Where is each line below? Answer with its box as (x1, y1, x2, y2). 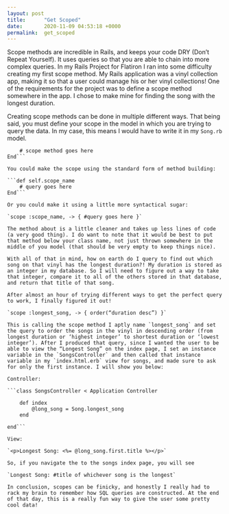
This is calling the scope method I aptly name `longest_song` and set (7, 322, 216, 329)
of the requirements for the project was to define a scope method (7, 84, 192, 93)
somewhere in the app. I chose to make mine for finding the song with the (7, 92, 215, 100)
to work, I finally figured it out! (7, 298, 112, 305)
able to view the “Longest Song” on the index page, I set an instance (7, 346, 216, 353)
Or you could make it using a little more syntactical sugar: (7, 202, 189, 209)
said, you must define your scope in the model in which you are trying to (7, 119, 211, 128)
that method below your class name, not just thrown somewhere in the (7, 237, 213, 244)
